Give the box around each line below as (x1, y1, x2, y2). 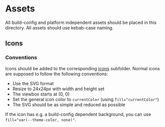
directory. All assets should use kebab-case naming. (5, 24, 114, 30)
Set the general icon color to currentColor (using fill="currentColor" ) (12, 96, 159, 102)
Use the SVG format (12, 80, 54, 86)
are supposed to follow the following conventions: (5, 71, 108, 77)
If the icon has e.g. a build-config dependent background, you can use (5, 111, 151, 117)
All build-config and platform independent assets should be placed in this (5, 19, 157, 25)
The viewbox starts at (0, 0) (12, 91, 70, 97)
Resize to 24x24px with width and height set (12, 86, 105, 92)
